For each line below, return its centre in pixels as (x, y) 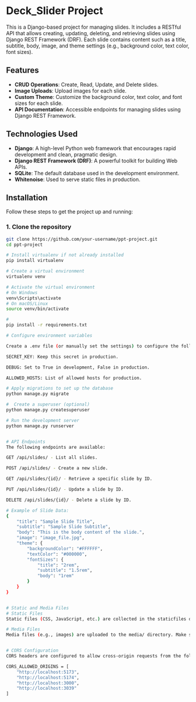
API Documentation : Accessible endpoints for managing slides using (97, 109)
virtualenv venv (26, 277)
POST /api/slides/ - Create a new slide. (57, 468)
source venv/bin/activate (37, 309)
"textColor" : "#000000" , (57, 554)
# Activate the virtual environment (50, 287)
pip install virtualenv (35, 261)
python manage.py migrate (37, 394)
